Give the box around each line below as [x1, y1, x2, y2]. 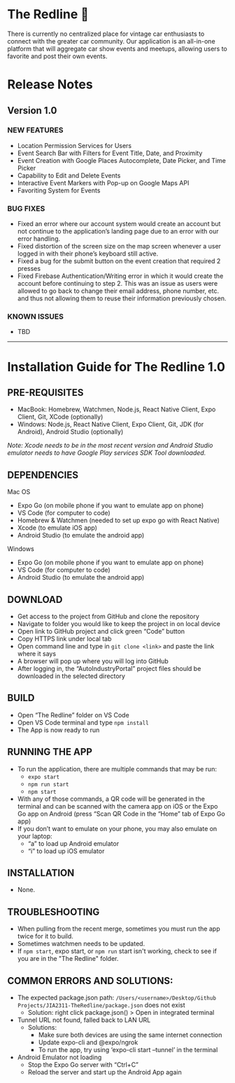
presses [17, 265, 41, 273]
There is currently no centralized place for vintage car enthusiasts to [7, 29, 205, 38]
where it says [17, 649, 57, 658]
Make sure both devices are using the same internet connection [38, 1031, 222, 1039]
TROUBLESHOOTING [7, 905, 100, 918]
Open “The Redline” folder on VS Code [17, 710, 129, 719]
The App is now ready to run [17, 726, 100, 734]
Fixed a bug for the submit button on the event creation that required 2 [17, 257, 221, 265]
